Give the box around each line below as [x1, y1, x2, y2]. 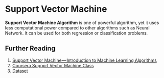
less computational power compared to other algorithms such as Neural [5, 25, 150, 30]
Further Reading [5, 44, 56, 52]
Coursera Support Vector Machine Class [12, 62, 94, 68]
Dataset [12, 68, 28, 74]
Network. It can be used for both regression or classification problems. [5, 30, 148, 36]
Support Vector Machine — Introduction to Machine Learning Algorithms [12, 57, 157, 63]
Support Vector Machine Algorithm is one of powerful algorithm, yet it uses [5, 20, 159, 26]
